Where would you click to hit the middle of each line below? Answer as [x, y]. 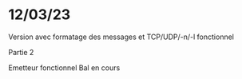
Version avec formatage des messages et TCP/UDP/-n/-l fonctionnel [121, 37]
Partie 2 [21, 52]
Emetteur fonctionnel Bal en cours [64, 67]
